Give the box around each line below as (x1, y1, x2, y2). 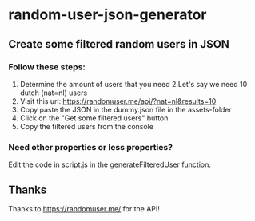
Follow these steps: (8, 61, 86, 73)
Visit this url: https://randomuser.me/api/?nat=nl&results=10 (19, 96, 217, 105)
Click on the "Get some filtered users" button (19, 113, 169, 123)
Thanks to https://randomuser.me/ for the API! (8, 203, 160, 213)
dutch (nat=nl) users (19, 88, 88, 97)
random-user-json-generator (8, 6, 207, 24)
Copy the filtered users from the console (19, 121, 154, 131)
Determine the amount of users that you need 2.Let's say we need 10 (19, 79, 248, 89)
